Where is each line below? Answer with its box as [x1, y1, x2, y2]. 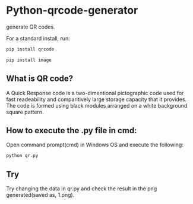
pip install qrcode [6, 46, 55, 52]
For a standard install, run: [6, 34, 70, 42]
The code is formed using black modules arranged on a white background [6, 102, 188, 109]
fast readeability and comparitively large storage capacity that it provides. [6, 96, 187, 103]
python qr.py [6, 153, 39, 159]
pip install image [6, 57, 52, 63]
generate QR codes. [6, 23, 55, 30]
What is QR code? [6, 74, 73, 84]
